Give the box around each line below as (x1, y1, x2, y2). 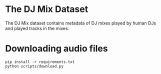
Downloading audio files (5, 43, 108, 54)
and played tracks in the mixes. (5, 25, 69, 31)
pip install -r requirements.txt (5, 59, 75, 64)
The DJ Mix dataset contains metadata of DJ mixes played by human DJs (5, 20, 156, 26)
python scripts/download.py (5, 63, 64, 68)
